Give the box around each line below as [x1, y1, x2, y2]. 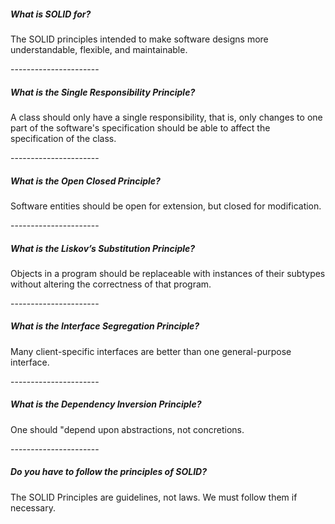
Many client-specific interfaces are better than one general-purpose [10, 345, 292, 357]
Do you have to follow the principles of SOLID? [10, 466, 207, 478]
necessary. [10, 501, 57, 514]
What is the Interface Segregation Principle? [10, 320, 200, 332]
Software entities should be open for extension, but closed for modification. [10, 200, 322, 212]
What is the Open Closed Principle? [10, 175, 161, 187]
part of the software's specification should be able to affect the [10, 121, 271, 134]
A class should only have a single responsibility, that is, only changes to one [10, 111, 323, 123]
